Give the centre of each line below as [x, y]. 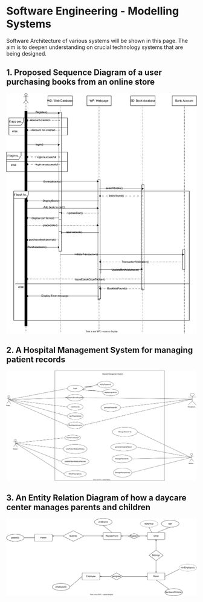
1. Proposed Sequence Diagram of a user [84, 73]
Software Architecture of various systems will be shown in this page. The [97, 40]
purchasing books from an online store [81, 82]
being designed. [27, 53]
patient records [36, 359]
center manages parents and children [79, 507]
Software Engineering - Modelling [93, 11]
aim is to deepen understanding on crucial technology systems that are [95, 47]
